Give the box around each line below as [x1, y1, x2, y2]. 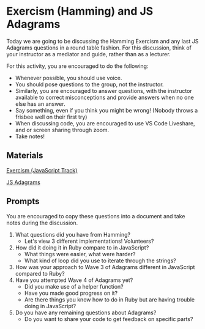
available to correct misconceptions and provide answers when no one [15, 94, 194, 101]
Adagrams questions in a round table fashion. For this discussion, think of [6, 44, 192, 51]
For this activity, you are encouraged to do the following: [6, 62, 149, 70]
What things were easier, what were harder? [24, 250, 136, 257]
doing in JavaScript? [24, 302, 76, 309]
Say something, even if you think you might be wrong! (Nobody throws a [15, 106, 198, 114]
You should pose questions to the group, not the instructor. [15, 81, 164, 88]
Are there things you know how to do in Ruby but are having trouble [24, 295, 195, 303]
